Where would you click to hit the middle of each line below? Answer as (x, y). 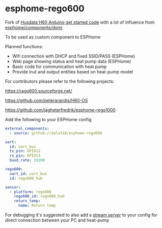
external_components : (27, 129)
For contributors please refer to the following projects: (60, 81)
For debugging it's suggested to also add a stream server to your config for (81, 215)
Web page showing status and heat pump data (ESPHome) (72, 61)
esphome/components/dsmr (34, 27)
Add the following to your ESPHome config (48, 119)
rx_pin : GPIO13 (25, 156)
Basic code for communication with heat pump (59, 66)
